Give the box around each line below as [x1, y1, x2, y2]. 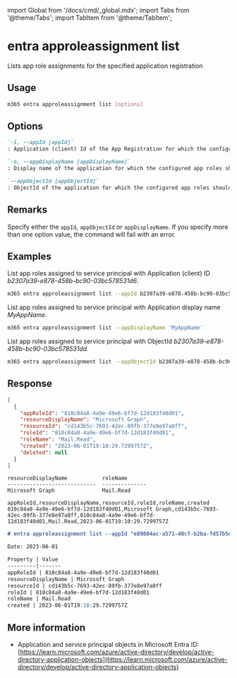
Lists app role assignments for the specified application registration [7, 61, 203, 70]
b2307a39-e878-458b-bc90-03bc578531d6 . [7, 277, 139, 285]
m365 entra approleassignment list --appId [7, 290, 138, 297]
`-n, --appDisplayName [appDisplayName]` [7, 158, 131, 165]
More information [7, 621, 86, 634]
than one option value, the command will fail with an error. [7, 230, 176, 239]
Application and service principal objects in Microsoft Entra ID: [17, 640, 200, 648]
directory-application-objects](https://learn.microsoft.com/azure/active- [17, 655, 228, 663]
